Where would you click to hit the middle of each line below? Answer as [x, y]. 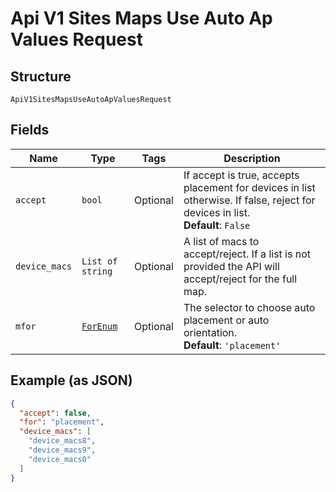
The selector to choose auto [249, 307]
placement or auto [226, 320]
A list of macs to [221, 241]
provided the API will [231, 266]
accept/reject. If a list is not [247, 254]
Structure [41, 76]
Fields [30, 130]
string [97, 271]
